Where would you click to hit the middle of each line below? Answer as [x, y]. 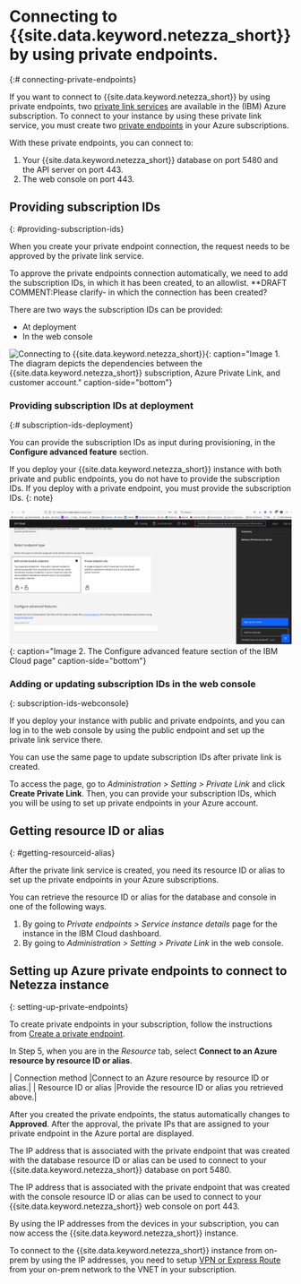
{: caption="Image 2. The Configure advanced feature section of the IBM [144, 651]
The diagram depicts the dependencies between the [106, 363]
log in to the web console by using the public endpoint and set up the [137, 730]
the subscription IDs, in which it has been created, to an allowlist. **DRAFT [148, 282]
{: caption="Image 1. [243, 353]
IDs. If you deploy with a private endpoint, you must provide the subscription [150, 488]
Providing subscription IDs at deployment [102, 405]
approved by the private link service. [77, 255]
